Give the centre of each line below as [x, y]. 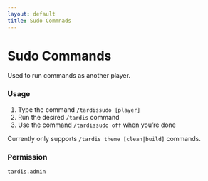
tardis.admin [27, 172]
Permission [27, 157]
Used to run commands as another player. [69, 76]
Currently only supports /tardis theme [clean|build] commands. [104, 138]
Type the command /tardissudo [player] [79, 109]
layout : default [31, 14]
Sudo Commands [59, 56]
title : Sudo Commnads [40, 21]
